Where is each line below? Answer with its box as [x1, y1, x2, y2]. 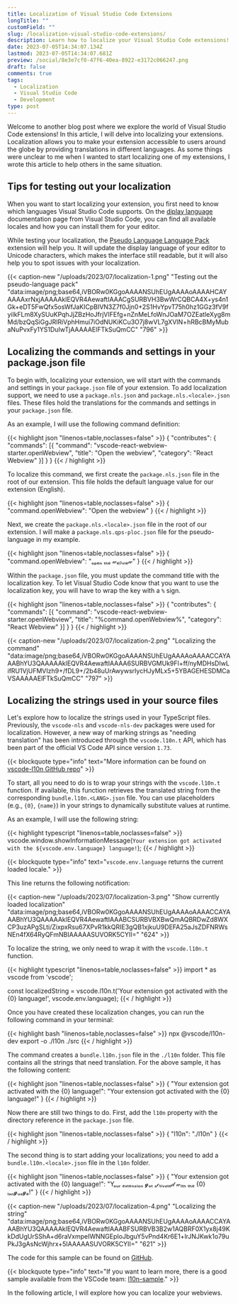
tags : [7, 76, 23, 84]
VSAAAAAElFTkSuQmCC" [7, 674, 84, 683]
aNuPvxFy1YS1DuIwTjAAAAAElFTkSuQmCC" [7, 325, 139, 334]
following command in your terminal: [7, 1016, 114, 1024]
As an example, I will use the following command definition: [7, 420, 181, 428]
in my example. [35, 535, 81, 543]
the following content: [7, 1066, 71, 1075]
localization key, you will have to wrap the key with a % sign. [7, 586, 181, 594]
